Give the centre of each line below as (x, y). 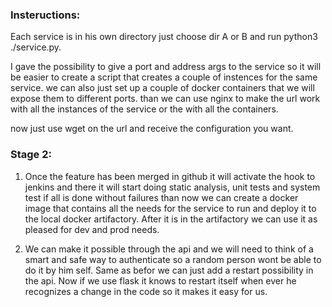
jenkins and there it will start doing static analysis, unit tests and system (172, 187)
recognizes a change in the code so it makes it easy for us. (146, 291)
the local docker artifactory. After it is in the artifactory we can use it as (171, 219)
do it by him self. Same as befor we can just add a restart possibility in (169, 270)
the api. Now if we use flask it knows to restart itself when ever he (160, 280)
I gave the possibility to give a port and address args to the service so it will (166, 67)
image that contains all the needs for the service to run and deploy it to (170, 208)
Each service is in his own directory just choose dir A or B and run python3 (164, 37)
